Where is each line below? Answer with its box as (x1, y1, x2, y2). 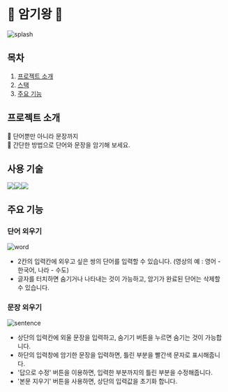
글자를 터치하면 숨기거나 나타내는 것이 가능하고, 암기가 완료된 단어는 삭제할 (17, 274, 221, 283)
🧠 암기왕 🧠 (7, 6, 63, 22)
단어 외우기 (7, 226, 43, 236)
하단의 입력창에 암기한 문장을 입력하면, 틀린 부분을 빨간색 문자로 (17, 351, 190, 359)
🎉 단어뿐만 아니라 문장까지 (7, 132, 79, 140)
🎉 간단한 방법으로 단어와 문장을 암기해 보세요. (7, 141, 130, 149)
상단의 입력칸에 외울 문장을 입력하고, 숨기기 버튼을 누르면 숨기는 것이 (17, 333, 204, 342)
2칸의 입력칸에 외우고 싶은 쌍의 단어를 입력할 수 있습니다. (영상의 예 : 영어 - (17, 257, 221, 266)
